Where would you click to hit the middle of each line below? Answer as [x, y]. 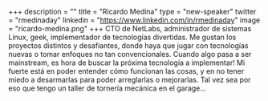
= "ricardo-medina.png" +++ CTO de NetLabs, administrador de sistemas [130, 28]
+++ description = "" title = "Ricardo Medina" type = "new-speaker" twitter [132, 12]
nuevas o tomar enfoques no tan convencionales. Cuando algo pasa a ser [130, 54]
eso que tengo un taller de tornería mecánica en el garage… [108, 88]
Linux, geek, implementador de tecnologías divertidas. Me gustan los [122, 37]
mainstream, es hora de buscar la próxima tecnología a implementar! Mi [127, 63]
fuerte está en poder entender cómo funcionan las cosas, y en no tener [126, 71]
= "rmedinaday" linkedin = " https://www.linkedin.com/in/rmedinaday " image [134, 20]
